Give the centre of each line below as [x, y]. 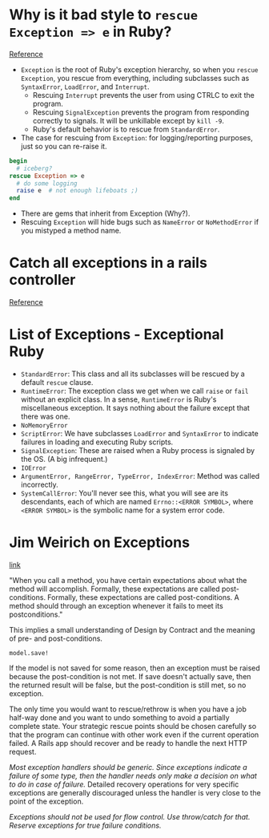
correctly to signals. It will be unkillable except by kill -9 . [128, 120]
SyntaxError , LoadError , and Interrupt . [85, 87]
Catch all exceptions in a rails [108, 263]
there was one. [45, 417]
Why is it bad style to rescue [104, 15]
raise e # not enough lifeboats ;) [77, 191]
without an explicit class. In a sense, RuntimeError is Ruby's [118, 399]
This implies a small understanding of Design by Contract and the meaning [132, 630]
